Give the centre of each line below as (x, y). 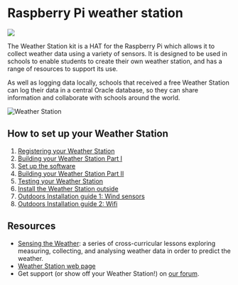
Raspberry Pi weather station (95, 13)
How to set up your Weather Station (88, 134)
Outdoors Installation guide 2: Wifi (67, 203)
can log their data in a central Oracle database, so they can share (103, 90)
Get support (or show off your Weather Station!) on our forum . (108, 273)
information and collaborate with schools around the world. (94, 97)
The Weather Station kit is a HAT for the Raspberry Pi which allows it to (111, 46)
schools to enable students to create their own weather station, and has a (115, 61)
